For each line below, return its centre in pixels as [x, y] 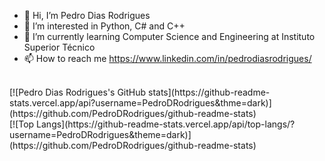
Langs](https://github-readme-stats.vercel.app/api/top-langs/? [166, 124]
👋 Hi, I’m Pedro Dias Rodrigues [87, 15]
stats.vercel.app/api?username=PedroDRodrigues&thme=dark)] [140, 103]
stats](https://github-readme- [209, 92]
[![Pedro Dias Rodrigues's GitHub [78, 92]
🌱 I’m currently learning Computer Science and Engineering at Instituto [169, 36]
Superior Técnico [59, 47]
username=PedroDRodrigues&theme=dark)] [100, 134]
